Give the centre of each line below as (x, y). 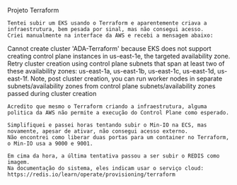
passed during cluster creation (52, 94)
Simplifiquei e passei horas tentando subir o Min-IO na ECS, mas (107, 125)
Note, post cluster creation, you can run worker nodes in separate (127, 78)
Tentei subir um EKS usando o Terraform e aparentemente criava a (107, 23)
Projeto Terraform (33, 10)
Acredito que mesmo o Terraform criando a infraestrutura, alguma (107, 107)
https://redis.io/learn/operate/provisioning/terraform (91, 174)
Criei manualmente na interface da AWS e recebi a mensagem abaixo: (110, 35)
